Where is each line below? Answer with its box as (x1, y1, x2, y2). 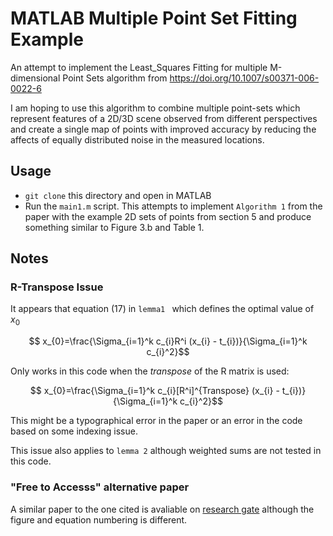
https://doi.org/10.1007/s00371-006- (169, 72, 320, 84)
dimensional (10, 72, 61, 84)
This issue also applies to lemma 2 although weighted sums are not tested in (10, 445, 322, 457)
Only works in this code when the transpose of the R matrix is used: (10, 365, 290, 377)
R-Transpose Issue (10, 280, 104, 294)
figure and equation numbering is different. (10, 513, 188, 526)
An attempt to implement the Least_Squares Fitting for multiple (10, 61, 268, 73)
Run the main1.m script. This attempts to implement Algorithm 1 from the (24, 200, 323, 212)
